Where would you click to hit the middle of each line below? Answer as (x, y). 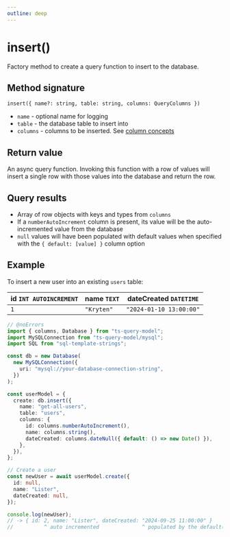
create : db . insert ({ (42, 401)
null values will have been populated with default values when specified (119, 236)
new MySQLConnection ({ (46, 363)
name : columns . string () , (61, 432)
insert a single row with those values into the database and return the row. (112, 176)
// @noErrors (26, 324)
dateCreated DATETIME (163, 298)
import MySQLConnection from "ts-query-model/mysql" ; (86, 337)
